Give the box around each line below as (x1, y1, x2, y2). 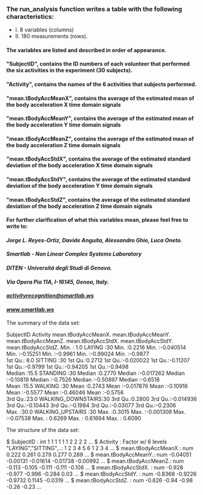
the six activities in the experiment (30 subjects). (6, 67, 133, 74)
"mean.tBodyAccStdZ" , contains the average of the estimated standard (6, 196, 190, 203)
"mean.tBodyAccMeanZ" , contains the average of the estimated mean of (6, 135, 194, 142)
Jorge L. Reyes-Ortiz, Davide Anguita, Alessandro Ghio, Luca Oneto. (6, 236, 183, 244)
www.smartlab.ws (6, 305, 55, 313)
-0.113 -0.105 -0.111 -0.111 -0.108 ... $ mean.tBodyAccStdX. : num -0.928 (6, 464, 184, 471)
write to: (6, 223, 28, 230)
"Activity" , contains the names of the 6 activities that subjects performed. (6, 81, 197, 88)
